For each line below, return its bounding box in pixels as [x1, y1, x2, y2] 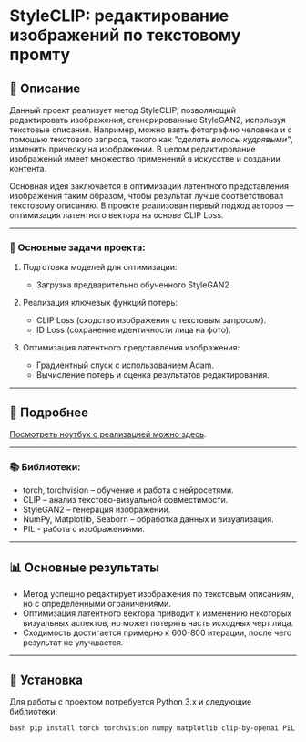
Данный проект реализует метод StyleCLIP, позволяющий [9, 105, 237, 115]
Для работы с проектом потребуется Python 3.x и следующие [9, 696, 252, 707]
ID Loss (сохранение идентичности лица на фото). [36, 325, 231, 336]
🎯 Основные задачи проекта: [9, 241, 146, 254]
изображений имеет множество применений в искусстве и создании [9, 153, 280, 164]
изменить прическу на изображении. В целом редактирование [9, 143, 257, 154]
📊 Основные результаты [9, 559, 160, 575]
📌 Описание [9, 80, 81, 96]
